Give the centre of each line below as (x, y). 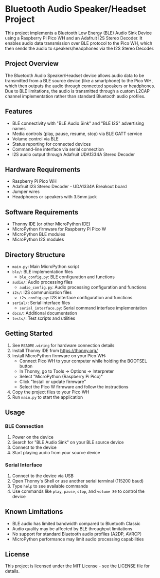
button (26, 366)
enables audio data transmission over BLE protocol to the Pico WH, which (79, 43)
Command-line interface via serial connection (58, 149)
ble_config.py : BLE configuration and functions (67, 277)
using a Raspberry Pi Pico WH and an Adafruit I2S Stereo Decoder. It (74, 38)
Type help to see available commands (50, 486)
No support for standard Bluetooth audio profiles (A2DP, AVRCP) (77, 534)
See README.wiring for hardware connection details (63, 345)
